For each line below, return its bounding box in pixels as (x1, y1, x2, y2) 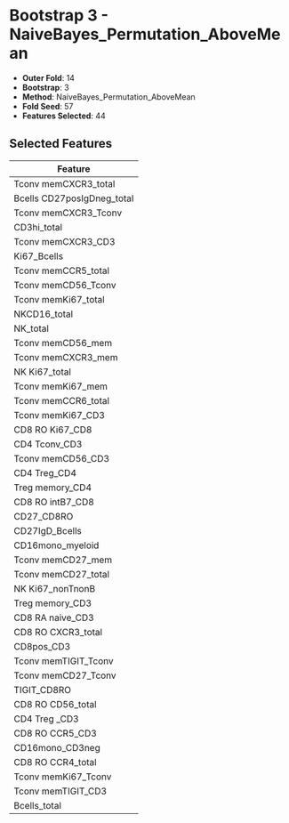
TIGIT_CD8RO (13, 683, 72, 696)
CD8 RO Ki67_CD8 (13, 424, 92, 436)
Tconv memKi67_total (13, 293, 105, 305)
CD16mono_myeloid (13, 539, 100, 552)
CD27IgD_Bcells (13, 524, 82, 537)
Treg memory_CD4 (13, 481, 92, 494)
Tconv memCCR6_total (13, 394, 109, 407)
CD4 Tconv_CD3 (13, 438, 83, 450)
